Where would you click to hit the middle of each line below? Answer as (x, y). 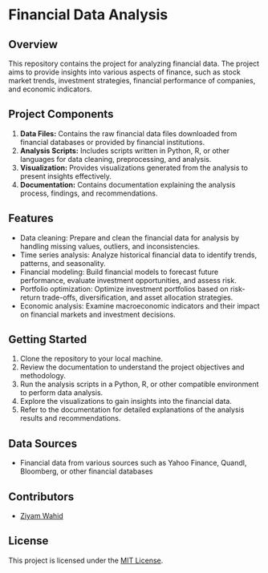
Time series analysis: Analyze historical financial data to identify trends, (138, 255)
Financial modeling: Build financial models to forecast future (119, 272)
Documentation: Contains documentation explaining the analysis (128, 184)
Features (31, 218)
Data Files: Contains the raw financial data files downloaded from (128, 133)
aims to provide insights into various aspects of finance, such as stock (124, 72)
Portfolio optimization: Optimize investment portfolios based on (124, 289)
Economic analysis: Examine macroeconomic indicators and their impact (140, 305)
